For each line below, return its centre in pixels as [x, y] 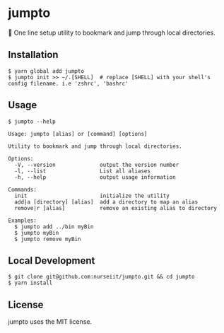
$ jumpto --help [32, 122]
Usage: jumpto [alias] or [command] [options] [78, 134]
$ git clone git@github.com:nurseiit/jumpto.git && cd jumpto [101, 277]
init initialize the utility [92, 196]
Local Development [52, 261]
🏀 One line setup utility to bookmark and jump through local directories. [112, 33]
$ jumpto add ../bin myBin [54, 227]
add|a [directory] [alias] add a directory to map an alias [106, 202]
